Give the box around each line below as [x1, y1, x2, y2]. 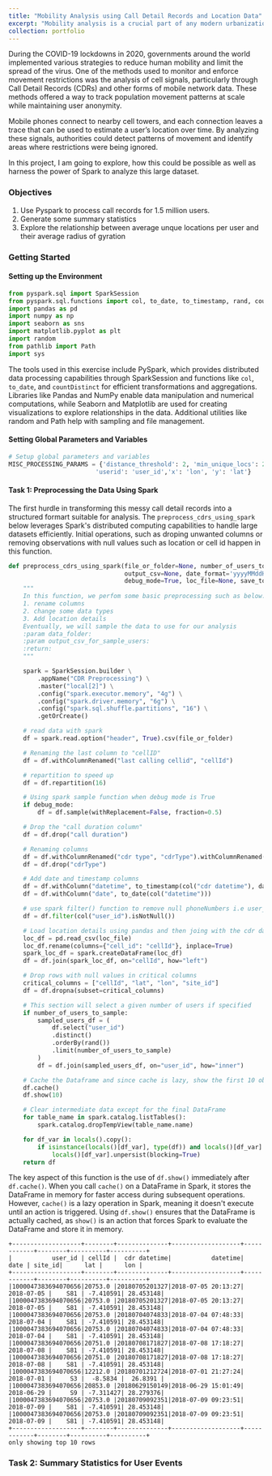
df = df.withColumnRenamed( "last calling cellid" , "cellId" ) [23, 756, 233, 764]
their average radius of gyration [19, 231, 126, 241]
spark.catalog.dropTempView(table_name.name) [37, 1121, 194, 1129]
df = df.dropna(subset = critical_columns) [23, 986, 164, 995]
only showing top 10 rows [8, 1439, 96, 1447]
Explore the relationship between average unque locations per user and [19, 222, 259, 232]
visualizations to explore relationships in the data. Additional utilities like [8, 407, 248, 417]
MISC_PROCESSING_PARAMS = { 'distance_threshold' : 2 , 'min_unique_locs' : [8, 460, 259, 468]
